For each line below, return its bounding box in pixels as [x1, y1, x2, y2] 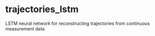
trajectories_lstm [5, 4, 79, 15]
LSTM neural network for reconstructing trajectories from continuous [5, 20, 150, 26]
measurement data [5, 25, 45, 31]
